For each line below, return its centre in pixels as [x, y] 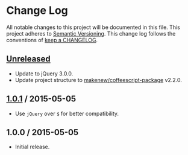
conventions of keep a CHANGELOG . [52, 40]
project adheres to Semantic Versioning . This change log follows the [91, 33]
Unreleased [29, 59]
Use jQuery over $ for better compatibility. [67, 113]
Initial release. [32, 147]
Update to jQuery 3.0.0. [44, 74]
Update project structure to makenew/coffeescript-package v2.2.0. [99, 80]
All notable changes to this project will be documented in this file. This [93, 27]
